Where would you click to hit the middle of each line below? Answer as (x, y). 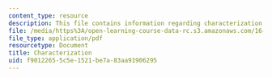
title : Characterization (50, 53)
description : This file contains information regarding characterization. (137, 23)
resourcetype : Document (49, 46)
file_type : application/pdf (56, 38)
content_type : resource (49, 16)
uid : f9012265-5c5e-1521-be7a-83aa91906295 (83, 61)
